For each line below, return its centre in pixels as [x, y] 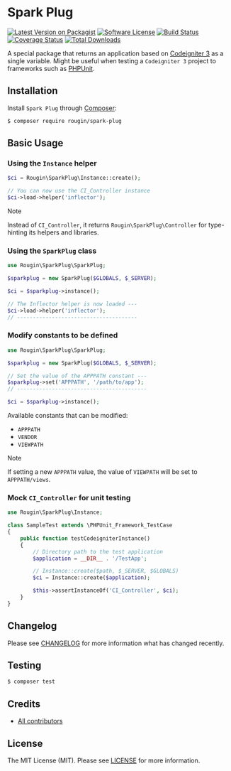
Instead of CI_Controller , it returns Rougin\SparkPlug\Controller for [107, 225]
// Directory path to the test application [98, 551]
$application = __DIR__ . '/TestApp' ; [90, 559]
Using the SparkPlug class [52, 251]
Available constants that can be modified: [68, 416]
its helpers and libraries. [64, 232]
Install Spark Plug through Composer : [62, 108]
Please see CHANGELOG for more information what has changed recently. [116, 643]
